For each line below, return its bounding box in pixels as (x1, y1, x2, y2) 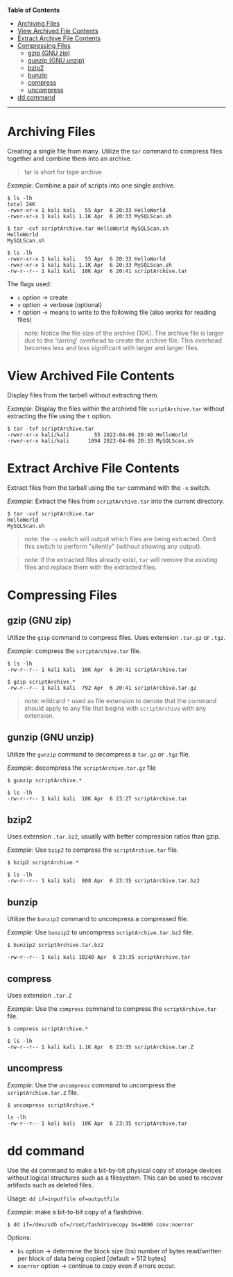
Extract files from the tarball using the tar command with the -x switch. (7, 483, 211, 492)
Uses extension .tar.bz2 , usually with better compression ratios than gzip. (7, 832, 221, 841)
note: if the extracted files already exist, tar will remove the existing (24, 555, 218, 563)
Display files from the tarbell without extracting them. (7, 390, 159, 399)
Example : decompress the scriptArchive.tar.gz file (7, 764, 156, 772)
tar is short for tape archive (24, 167, 103, 176)
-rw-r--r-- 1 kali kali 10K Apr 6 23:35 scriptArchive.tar (7, 1120, 188, 1127)
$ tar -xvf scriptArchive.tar (7, 510, 95, 517)
